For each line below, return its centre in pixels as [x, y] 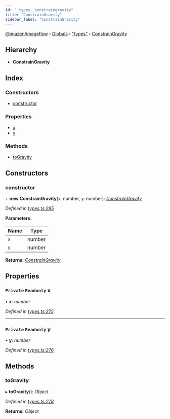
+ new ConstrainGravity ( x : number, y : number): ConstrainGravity [74, 199]
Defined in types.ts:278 [30, 401]
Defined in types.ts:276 [30, 350]
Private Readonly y [28, 329]
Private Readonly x [28, 291]
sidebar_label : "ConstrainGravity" [43, 19]
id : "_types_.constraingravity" [39, 10]
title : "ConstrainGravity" [34, 15]
